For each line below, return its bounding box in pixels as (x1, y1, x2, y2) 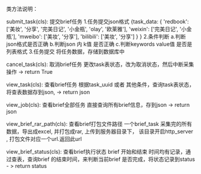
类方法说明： (6, 5, 38, 12)
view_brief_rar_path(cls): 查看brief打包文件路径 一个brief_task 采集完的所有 (6, 121, 193, 127)
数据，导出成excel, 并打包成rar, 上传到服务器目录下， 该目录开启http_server (6, 128, 194, 135)
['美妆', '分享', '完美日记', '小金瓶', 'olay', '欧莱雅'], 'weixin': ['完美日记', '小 (6, 26, 187, 32)
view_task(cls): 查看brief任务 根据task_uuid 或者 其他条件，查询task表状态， (6, 81, 194, 88)
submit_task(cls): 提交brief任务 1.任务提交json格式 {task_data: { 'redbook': (6, 18, 190, 25)
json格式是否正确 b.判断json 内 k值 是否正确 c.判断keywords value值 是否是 (6, 41, 193, 47)
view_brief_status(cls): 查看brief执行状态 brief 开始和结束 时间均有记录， (6, 148, 186, 155)
